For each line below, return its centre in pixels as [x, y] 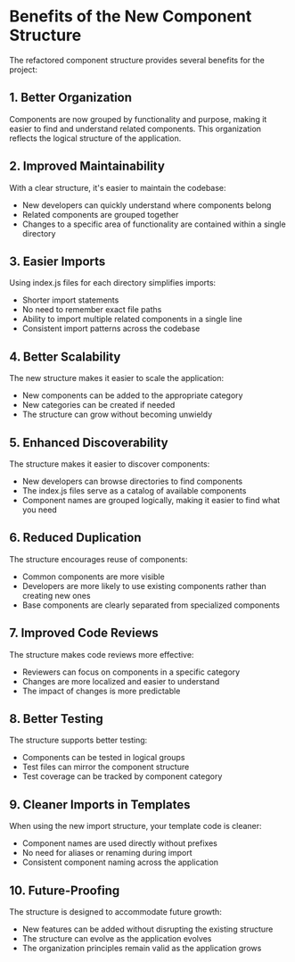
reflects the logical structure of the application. [95, 138]
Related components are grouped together [100, 214]
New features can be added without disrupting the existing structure [147, 929]
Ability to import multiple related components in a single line [132, 319]
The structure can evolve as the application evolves [117, 939]
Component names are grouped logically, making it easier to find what [151, 500]
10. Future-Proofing [65, 890]
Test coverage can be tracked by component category [122, 776]
